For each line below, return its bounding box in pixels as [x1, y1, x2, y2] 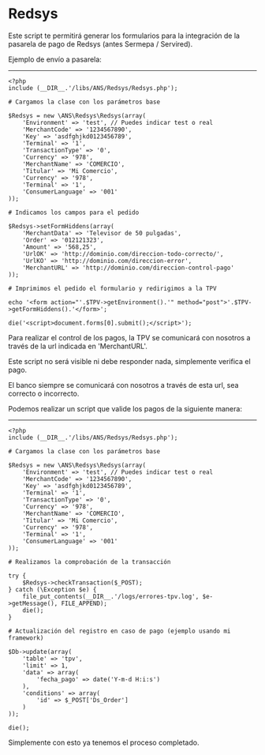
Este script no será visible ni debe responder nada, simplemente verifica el [8, 356, 251, 366]
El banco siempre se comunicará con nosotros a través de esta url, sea [8, 380, 239, 389]
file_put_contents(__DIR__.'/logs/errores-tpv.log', [22, 592, 200, 600]
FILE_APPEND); [61, 599, 108, 607]
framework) [8, 633, 44, 642]
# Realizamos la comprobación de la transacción [8, 558, 171, 565]
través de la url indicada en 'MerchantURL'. [8, 341, 148, 351]
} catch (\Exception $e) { [8, 585, 97, 593]
